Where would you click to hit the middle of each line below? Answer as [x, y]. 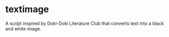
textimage [27, 9]
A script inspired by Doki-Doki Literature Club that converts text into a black [84, 23]
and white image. [23, 28]
